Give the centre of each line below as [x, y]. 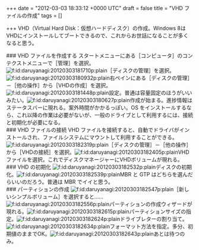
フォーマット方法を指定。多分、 [149, 226]
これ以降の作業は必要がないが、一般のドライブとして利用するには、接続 [105, 115]
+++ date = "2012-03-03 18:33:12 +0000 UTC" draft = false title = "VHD [94, 8]
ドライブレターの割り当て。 [154, 219]
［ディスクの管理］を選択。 [141, 70]
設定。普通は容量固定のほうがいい [151, 93]
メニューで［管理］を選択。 [60, 63]
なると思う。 [22, 43]
